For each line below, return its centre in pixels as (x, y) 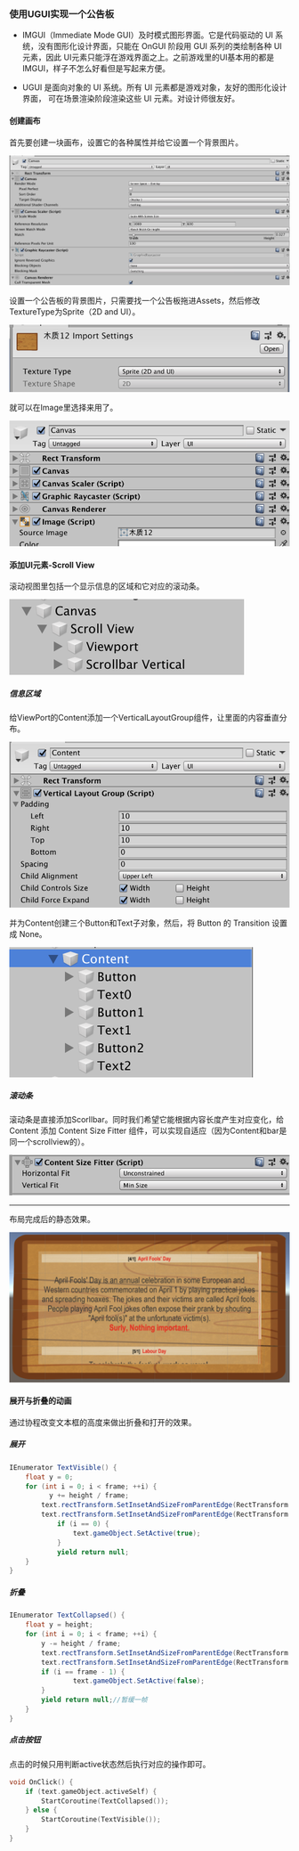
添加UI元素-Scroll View (52, 565)
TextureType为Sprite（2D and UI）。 (75, 312)
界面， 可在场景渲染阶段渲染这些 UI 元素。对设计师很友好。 (131, 99)
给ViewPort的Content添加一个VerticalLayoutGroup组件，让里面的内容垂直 (145, 718)
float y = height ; (59, 1625)
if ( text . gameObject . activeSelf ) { (91, 1791)
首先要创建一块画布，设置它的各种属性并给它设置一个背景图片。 (126, 142)
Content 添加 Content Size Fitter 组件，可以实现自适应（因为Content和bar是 (148, 1131)
